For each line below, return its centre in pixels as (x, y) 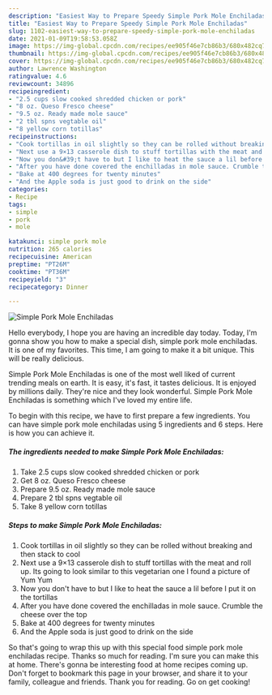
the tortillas (39, 598)
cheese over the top (53, 615)
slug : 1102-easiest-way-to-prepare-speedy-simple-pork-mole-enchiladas (132, 31)
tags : (17, 204)
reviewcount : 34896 (41, 84)
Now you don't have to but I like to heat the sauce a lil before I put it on (138, 589)
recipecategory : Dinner (49, 287)
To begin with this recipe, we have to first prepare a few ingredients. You (130, 416)
